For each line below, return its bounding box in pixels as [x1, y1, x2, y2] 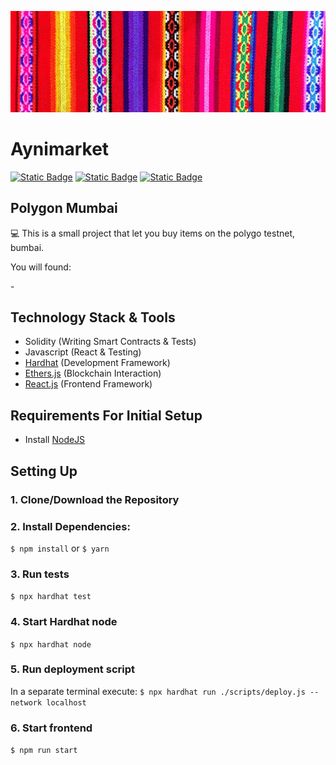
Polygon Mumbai [10, 200, 118, 217]
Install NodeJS [24, 434, 86, 446]
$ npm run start [10, 746, 78, 756]
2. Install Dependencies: [10, 519, 131, 533]
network [10, 697, 43, 708]
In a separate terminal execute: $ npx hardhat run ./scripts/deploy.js [10, 685, 306, 697]
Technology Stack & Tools [10, 309, 176, 326]
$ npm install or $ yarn [10, 542, 110, 554]
